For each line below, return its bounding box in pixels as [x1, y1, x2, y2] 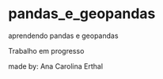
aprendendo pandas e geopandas [8, 31, 119, 40]
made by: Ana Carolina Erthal [8, 61, 104, 71]
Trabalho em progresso [8, 46, 85, 55]
